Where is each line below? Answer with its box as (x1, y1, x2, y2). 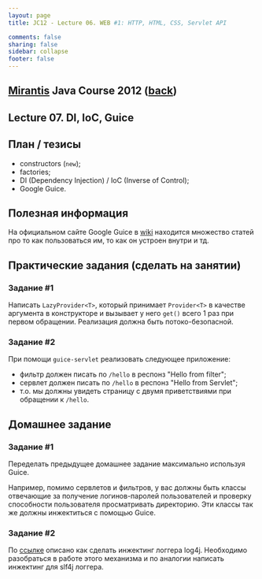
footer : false (8, 55, 55, 63)
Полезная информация (8, 206, 128, 220)
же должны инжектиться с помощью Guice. (8, 508, 156, 518)
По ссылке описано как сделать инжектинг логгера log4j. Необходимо (8, 545, 248, 555)
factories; (19, 167, 51, 176)
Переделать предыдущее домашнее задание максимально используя (8, 459, 245, 469)
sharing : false (8, 40, 58, 48)
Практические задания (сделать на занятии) (8, 258, 242, 272)
